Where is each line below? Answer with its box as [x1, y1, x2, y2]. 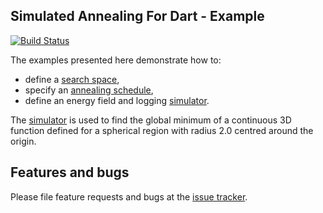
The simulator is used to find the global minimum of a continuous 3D [10, 114, 292, 126]
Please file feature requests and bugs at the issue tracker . [10, 190, 248, 203]
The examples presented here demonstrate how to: [10, 54, 222, 66]
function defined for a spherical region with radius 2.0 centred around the [10, 124, 314, 136]
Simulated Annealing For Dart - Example [10, 8, 265, 25]
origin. [10, 135, 37, 147]
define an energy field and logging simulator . [24, 94, 210, 106]
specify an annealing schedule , [24, 84, 154, 96]
